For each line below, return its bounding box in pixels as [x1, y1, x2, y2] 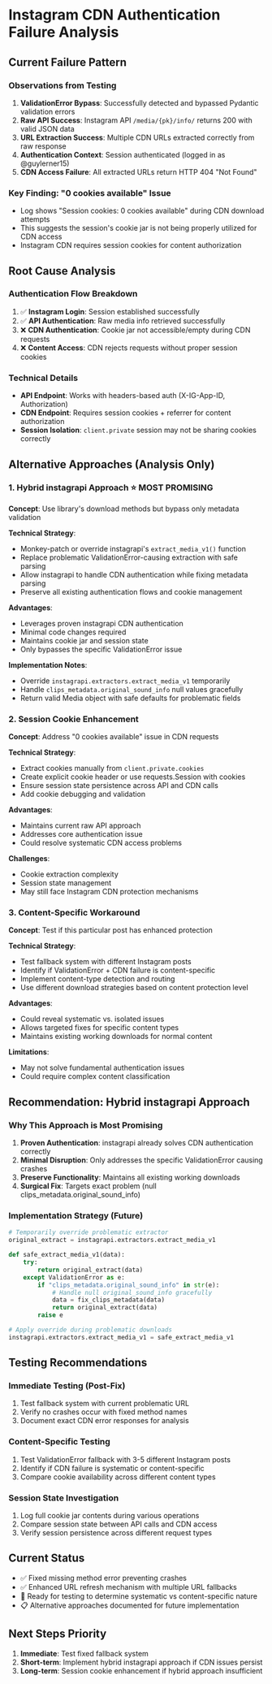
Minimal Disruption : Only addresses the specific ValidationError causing [19, 1155, 264, 1165]
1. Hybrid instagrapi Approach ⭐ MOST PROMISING [8, 482, 214, 493]
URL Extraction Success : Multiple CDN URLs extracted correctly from [19, 132, 255, 142]
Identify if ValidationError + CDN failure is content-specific [19, 965, 216, 976]
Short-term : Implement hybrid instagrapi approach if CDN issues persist [19, 1657, 263, 1667]
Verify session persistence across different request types [19, 1528, 213, 1538]
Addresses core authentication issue [19, 829, 144, 839]
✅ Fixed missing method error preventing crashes [19, 1573, 187, 1582]
